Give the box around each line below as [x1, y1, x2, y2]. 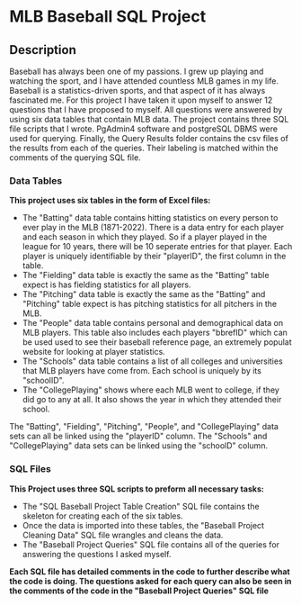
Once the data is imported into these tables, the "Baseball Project [22, 519, 265, 530]
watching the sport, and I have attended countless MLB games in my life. [9, 76, 279, 86]
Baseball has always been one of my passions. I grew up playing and [9, 66, 264, 77]
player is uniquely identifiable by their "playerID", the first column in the [22, 250, 287, 262]
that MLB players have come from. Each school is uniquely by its [22, 366, 262, 376]
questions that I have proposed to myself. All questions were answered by [9, 104, 283, 114]
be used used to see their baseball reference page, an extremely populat [22, 337, 292, 348]
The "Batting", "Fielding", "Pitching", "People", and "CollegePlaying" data [9, 421, 279, 432]
